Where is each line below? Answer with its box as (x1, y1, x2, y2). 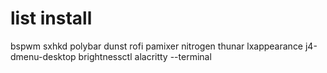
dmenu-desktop (10, 50, 77, 62)
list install (10, 7, 93, 30)
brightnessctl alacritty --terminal (78, 50, 212, 62)
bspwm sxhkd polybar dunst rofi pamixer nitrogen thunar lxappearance (10, 40, 304, 52)
